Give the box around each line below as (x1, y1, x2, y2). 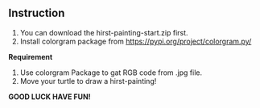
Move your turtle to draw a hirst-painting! (19, 76, 157, 85)
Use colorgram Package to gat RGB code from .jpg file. (19, 68, 203, 77)
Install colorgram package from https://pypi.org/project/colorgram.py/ (19, 36, 252, 46)
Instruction (8, 6, 65, 20)
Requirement (8, 52, 53, 61)
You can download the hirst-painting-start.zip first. (19, 27, 188, 37)
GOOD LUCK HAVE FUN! (8, 92, 91, 102)
